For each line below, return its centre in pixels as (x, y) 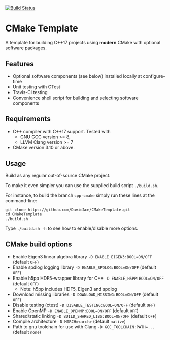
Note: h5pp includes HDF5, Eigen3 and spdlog (69, 289)
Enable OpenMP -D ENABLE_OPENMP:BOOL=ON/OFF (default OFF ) (75, 311)
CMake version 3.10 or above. (43, 147)
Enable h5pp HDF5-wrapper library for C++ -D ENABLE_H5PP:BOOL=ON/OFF (88, 278)
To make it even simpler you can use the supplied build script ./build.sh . (82, 186)
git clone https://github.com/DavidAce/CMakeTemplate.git (68, 210)
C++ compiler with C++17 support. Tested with (61, 131)
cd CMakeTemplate (24, 214)
